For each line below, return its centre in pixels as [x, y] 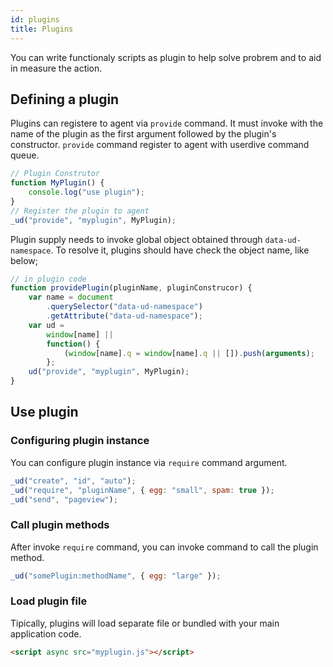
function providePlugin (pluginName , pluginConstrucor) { [131, 288]
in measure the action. [56, 68]
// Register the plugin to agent [80, 211]
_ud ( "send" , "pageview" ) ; [64, 499]
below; [24, 260]
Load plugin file [49, 601]
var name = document [71, 297]
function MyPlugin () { [57, 183]
